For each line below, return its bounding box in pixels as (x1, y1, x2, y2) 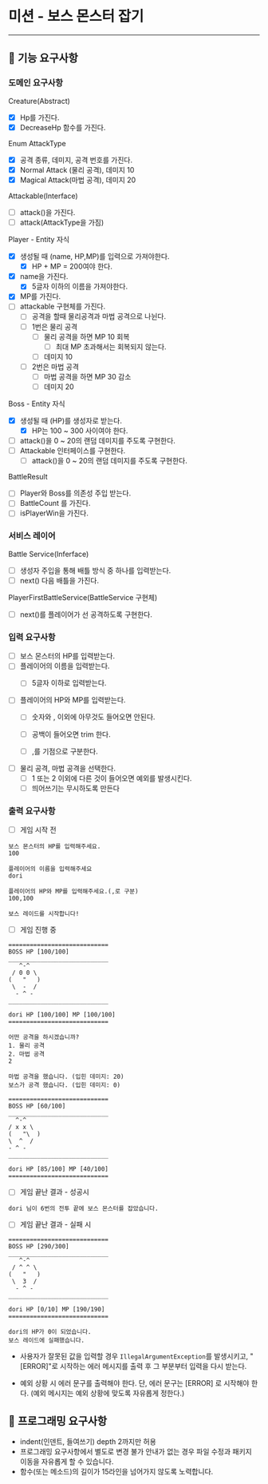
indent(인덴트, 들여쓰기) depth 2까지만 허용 (19, 1437, 157, 1446)
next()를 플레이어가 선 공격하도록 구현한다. (19, 609, 153, 619)
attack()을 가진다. (19, 207, 76, 217)
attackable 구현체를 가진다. (19, 301, 106, 312)
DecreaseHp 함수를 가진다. (19, 122, 106, 132)
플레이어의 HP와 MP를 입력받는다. (19, 695, 126, 705)
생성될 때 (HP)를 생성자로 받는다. (19, 416, 122, 425)
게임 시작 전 (19, 825, 57, 835)
